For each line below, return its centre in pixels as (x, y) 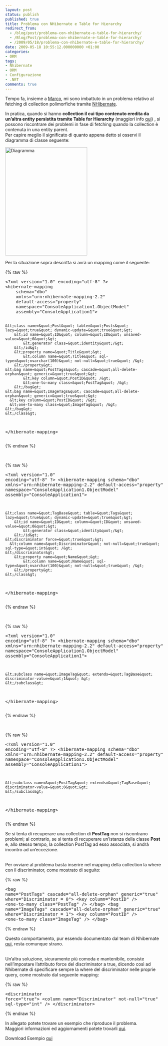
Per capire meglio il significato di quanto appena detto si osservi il (73, 135)
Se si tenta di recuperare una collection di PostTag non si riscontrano (76, 833)
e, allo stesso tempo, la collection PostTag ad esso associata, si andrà (77, 844)
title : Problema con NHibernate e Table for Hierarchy (63, 24)
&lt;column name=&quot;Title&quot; (60, 356)
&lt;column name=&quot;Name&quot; (59, 561)
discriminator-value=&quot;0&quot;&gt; (47, 787)
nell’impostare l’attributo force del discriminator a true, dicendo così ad (78, 964)
